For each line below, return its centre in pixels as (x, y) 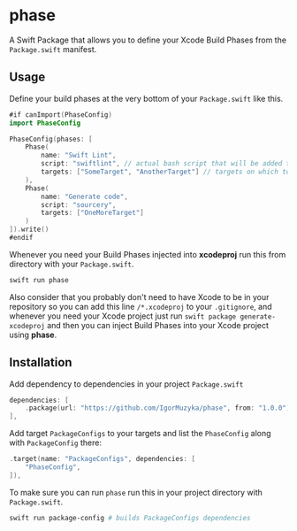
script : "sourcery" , (79, 204)
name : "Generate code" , (84, 196)
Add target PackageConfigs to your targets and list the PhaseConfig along (140, 434)
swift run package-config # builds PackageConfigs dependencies (130, 518)
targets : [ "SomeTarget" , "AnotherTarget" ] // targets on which (160, 172)
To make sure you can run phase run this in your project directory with (136, 492)
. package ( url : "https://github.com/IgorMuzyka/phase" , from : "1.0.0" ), (160, 408)
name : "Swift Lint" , (79, 156)
